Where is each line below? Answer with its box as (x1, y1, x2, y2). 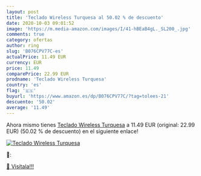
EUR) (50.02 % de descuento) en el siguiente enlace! (6, 128, 139, 135)
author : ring (6, 43, 39, 49)
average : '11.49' (6, 104, 50, 111)
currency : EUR (6, 59, 42, 65)
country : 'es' (6, 82, 42, 88)
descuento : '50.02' (6, 99, 56, 105)
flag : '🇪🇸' (6, 88, 36, 94)
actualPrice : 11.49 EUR (6, 54, 67, 60)
